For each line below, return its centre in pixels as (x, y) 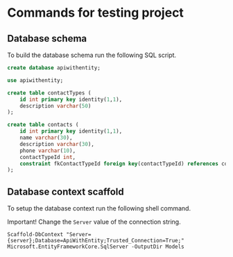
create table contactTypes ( (49, 93)
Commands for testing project (95, 13)
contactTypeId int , (48, 157)
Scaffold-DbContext (35, 235)
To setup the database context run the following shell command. (99, 208)
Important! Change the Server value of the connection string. (94, 222)
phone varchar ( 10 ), (48, 151)
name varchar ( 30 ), (46, 138)
